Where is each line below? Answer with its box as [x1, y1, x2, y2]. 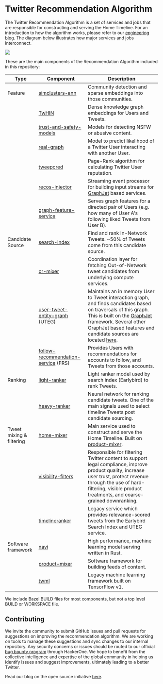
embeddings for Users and [87, 109, 149, 116]
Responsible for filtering [87, 449, 143, 455]
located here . [87, 336, 118, 343]
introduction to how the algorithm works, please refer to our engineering [5, 30, 149, 35]
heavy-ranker [38, 402, 70, 409]
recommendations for [87, 350, 137, 357]
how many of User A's [87, 210, 138, 217]
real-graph [38, 143, 64, 150]
